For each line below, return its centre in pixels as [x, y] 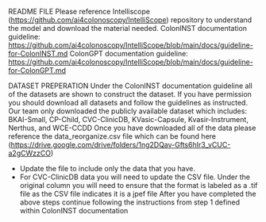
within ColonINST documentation [74, 211]
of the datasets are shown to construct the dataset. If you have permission [130, 94]
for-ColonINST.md [38, 54]
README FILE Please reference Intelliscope [79, 11]
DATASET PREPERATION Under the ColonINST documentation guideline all [130, 86]
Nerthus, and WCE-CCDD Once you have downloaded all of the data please [132, 128]
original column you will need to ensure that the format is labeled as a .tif [139, 185]
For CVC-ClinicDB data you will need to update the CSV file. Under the [135, 177]
